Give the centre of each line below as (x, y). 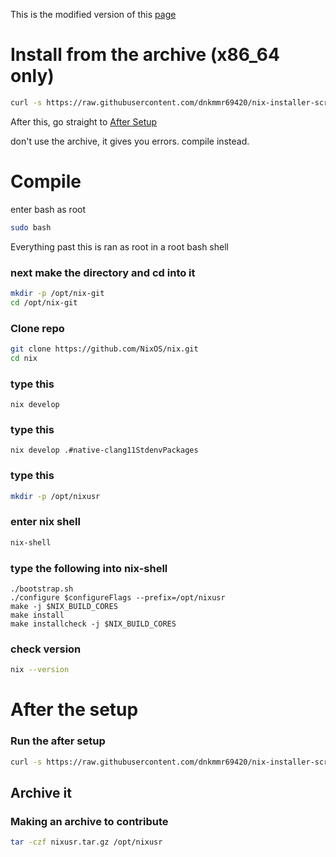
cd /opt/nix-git (44, 302)
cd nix (24, 358)
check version (46, 649)
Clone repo (37, 328)
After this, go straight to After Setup (84, 121)
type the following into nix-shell (89, 568)
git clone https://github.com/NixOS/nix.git (104, 349)
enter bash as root (48, 209)
